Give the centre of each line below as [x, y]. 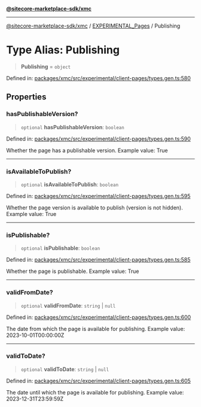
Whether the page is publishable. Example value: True [73, 271]
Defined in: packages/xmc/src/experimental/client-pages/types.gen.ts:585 [98, 260]
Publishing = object [46, 66]
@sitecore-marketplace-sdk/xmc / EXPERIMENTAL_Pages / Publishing [93, 26]
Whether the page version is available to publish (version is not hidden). [95, 207]
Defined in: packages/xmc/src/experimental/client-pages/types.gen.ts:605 [99, 381]
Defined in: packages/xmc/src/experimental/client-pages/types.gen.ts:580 [99, 78]
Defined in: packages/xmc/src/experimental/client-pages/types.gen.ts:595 [98, 196]
